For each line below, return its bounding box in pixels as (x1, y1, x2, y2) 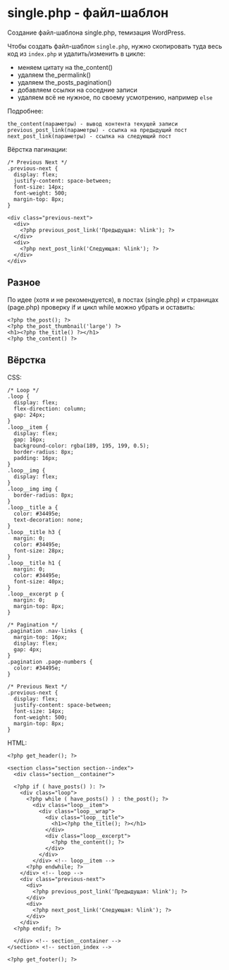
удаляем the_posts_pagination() (17, 78, 112, 86)
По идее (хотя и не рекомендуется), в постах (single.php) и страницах (7, 295, 219, 304)
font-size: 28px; (13, 547, 65, 554)
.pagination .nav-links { (7, 627, 83, 634)
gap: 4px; (13, 645, 42, 653)
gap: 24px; (13, 411, 46, 418)
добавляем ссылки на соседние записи (17, 85, 137, 94)
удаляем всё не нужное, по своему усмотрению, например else (17, 93, 213, 102)
